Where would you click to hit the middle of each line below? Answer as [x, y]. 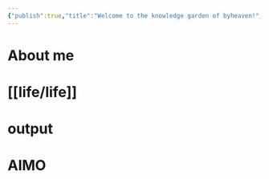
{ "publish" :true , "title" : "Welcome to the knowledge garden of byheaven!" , [135, 16]
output [31, 129]
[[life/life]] [43, 92]
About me [41, 55]
